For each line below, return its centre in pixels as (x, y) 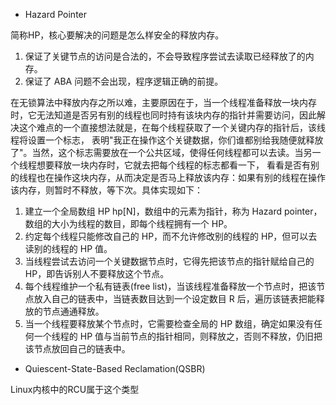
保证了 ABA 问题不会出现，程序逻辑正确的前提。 (124, 81)
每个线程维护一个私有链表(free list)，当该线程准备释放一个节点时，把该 (170, 286)
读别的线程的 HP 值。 (68, 248)
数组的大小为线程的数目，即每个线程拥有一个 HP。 (128, 223)
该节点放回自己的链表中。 (77, 348)
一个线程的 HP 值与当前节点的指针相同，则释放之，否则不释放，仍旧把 (178, 336)
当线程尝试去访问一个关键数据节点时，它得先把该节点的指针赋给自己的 (169, 261)
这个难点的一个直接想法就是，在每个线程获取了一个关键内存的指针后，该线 (172, 127)
